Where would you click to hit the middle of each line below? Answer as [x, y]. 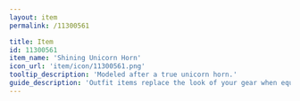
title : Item [31, 42]
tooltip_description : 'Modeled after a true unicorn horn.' [124, 75]
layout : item [33, 17]
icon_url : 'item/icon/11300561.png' [77, 66]
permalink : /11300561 [50, 26]
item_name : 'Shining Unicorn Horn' [75, 58]
